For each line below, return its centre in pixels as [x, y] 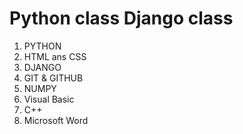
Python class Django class [121, 18]
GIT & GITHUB [53, 78]
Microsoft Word [56, 120]
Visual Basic [49, 99]
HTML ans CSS [55, 56]
